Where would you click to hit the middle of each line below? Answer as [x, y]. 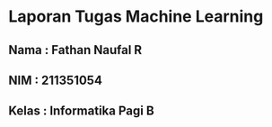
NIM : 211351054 [55, 80]
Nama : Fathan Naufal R [75, 50]
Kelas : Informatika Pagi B [81, 111]
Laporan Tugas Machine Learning [136, 17]
